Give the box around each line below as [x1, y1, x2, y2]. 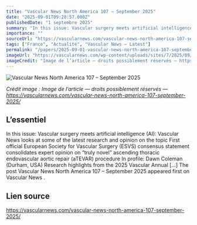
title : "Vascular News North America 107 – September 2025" [6, 8, 157, 15]
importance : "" [6, 31, 43, 36]
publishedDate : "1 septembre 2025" [6, 19, 93, 25]
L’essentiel [6, 115, 46, 125]
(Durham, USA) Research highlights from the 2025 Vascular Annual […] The [6, 162, 189, 169]
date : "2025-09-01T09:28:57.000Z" [6, 14, 91, 20]
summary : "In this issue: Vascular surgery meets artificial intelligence [6, 25, 193, 31]
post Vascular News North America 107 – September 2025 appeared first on [6, 168, 190, 175]
